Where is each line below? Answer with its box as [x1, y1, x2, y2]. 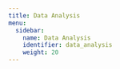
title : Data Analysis [8, 11, 81, 20]
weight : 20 [22, 48, 59, 56]
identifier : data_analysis [22, 41, 113, 49]
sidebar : [15, 26, 45, 34]
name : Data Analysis [22, 33, 91, 42]
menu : [8, 19, 26, 27]
